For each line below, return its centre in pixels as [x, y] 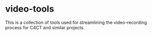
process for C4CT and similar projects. [45, 27]
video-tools [30, 9]
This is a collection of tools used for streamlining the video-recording [76, 22]
